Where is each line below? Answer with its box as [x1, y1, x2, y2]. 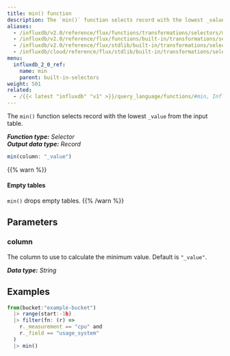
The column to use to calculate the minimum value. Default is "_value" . [7, 252, 207, 261]
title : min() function [7, 10, 72, 17]
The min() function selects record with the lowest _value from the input [7, 112, 208, 120]
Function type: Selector [7, 133, 75, 141]
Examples [7, 286, 50, 298]
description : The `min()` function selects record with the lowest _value [7, 16, 225, 23]
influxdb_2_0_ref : [13, 61, 66, 68]
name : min [19, 67, 48, 74]
